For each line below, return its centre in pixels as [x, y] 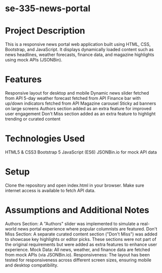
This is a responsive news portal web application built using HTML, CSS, [78, 44]
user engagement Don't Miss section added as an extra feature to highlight [81, 114]
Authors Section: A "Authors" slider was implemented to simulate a [72, 224]
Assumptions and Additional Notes [77, 210]
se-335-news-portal [48, 9]
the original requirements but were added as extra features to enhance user [81, 244]
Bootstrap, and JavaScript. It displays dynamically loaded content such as [79, 50]
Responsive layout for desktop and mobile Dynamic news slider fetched [77, 93]
